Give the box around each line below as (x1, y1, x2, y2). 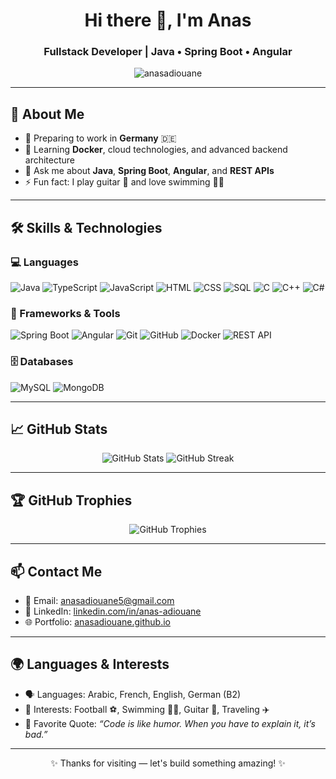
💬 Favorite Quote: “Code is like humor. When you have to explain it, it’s (24, 717, 316, 729)
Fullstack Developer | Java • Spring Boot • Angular (43, 45, 293, 59)
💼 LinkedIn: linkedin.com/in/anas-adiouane (24, 605, 202, 618)
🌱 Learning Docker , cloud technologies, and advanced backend (24, 144, 288, 156)
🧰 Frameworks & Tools (10, 306, 121, 320)
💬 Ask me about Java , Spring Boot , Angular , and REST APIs (24, 165, 275, 177)
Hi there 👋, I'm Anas (84, 9, 252, 32)
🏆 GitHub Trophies (10, 492, 133, 509)
